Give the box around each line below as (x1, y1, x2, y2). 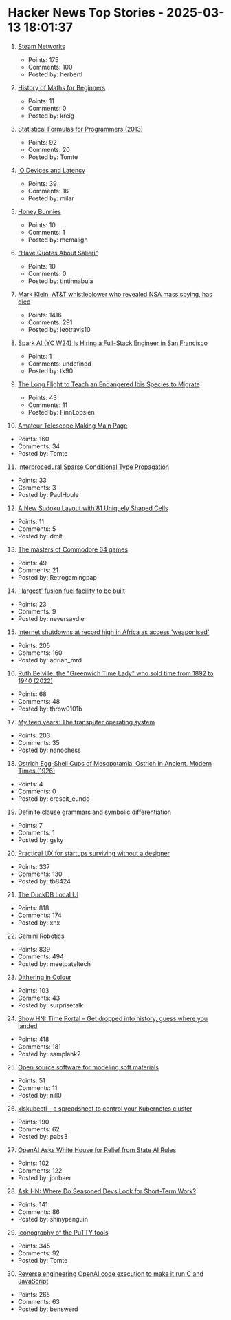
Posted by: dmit (17, 532, 63, 540)
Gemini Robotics (17, 932, 65, 940)
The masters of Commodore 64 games (17, 545, 129, 554)
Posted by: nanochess (17, 746, 81, 754)
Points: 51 (17, 1076, 45, 1085)
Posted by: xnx (17, 918, 60, 927)
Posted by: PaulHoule (17, 490, 79, 499)
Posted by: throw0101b (17, 704, 82, 713)
